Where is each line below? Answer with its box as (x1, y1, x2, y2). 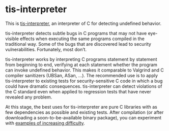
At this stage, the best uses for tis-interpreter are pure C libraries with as (5, 104, 158, 110)
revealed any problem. (5, 94, 52, 100)
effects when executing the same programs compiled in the (20, 36, 145, 42)
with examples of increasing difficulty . (5, 120, 85, 126)
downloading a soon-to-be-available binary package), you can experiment (5, 114, 162, 120)
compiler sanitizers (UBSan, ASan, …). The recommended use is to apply (5, 72, 158, 78)
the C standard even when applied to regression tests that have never (5, 88, 152, 94)
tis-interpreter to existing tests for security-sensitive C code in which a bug (5, 78, 163, 84)
